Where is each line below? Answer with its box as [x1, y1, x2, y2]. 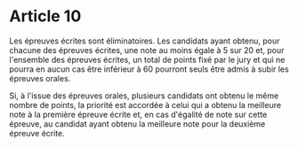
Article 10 [9, 6, 82, 27]
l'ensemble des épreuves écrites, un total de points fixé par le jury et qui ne [9, 54, 286, 65]
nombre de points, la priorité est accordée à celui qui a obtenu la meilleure [9, 99, 282, 110]
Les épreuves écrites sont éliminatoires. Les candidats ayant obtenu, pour [9, 35, 280, 46]
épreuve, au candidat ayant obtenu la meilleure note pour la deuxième [9, 118, 266, 129]
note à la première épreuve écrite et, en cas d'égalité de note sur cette [9, 109, 268, 120]
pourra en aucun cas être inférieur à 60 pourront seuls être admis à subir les [9, 64, 289, 74]
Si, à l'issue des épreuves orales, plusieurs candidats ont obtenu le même [9, 90, 279, 101]
